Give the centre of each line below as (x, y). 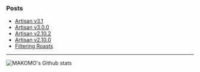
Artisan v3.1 (29, 21)
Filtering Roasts (34, 46)
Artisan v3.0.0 (32, 27)
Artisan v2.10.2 (33, 34)
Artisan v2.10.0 (33, 40)
